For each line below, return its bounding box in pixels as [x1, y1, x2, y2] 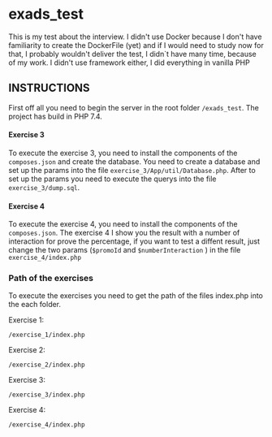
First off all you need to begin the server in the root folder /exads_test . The [8, 102, 260, 112]
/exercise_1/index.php [8, 331, 85, 340]
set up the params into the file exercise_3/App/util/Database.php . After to [8, 165, 256, 175]
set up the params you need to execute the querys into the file [8, 174, 217, 184]
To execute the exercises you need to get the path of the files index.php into [8, 291, 264, 301]
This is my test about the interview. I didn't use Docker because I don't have [8, 32, 262, 41]
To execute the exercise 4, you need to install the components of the [8, 219, 238, 229]
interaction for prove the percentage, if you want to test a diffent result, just [8, 236, 261, 246]
